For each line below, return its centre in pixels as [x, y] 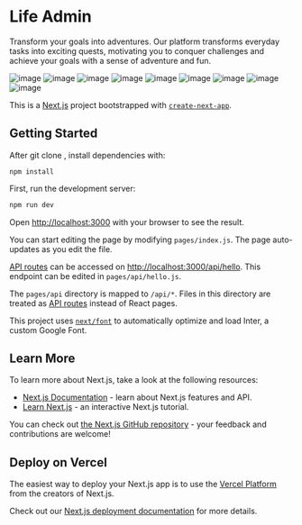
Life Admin [50, 17]
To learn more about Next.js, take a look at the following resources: [134, 380]
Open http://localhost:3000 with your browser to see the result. [127, 222]
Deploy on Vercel [59, 462]
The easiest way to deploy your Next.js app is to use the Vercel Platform [143, 484]
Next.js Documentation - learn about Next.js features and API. [137, 397]
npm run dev [32, 204]
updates [25, 249]
